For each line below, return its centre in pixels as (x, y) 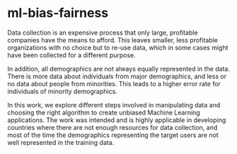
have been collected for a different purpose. (71, 55)
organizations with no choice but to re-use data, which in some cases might (118, 47)
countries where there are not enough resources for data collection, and (112, 127)
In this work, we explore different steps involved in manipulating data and (114, 105)
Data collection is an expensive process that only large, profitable (103, 32)
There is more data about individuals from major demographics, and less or (117, 76)
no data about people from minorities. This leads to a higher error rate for (114, 83)
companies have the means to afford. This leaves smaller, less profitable (112, 40)
